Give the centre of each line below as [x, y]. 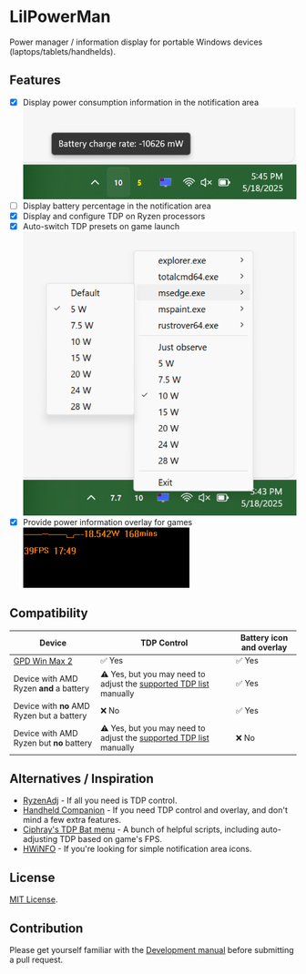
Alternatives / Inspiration [82, 779]
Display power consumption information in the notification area [141, 102]
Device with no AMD [52, 705]
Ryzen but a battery [50, 715]
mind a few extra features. [71, 820]
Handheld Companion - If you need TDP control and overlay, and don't [155, 810]
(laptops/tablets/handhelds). [63, 51]
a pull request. [36, 960]
